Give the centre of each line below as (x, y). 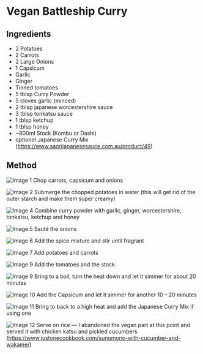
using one (19, 313)
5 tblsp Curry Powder (42, 94)
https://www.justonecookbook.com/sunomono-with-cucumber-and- (94, 337)
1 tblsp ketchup (34, 120)
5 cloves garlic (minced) (46, 100)
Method (22, 166)
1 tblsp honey (32, 126)
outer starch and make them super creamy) (61, 198)
